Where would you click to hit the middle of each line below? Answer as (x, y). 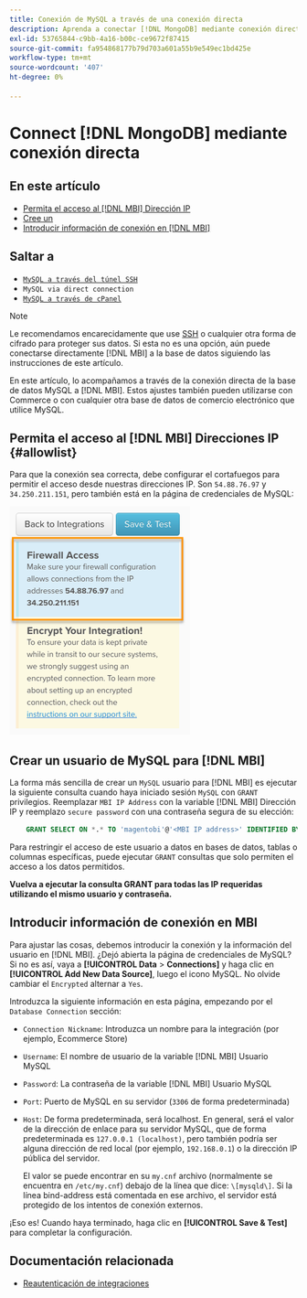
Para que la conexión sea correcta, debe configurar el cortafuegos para (145, 475)
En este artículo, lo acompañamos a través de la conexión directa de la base (153, 381)
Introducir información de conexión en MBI (133, 923)
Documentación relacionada (92, 1261)
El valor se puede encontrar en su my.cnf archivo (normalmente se (148, 1175)
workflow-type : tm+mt (51, 58)
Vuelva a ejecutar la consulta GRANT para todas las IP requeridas (136, 885)
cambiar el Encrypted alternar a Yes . (76, 983)
